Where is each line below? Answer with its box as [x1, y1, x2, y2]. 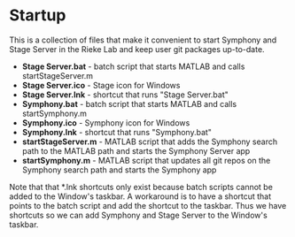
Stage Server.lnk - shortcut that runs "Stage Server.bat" [21, 89, 229, 100]
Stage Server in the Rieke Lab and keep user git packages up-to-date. [9, 43, 265, 54]
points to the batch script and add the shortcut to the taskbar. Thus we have [9, 200, 287, 210]
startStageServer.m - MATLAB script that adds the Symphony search [21, 136, 277, 147]
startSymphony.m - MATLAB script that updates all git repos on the [21, 155, 271, 165]
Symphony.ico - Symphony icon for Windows [21, 117, 190, 128]
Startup [9, 5, 66, 26]
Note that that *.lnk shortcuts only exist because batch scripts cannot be [9, 181, 273, 192]
